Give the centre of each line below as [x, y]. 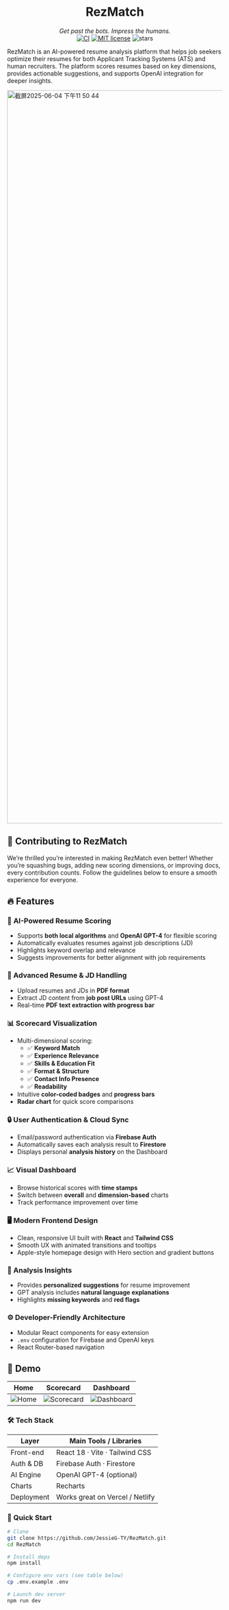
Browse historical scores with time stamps [77, 1187]
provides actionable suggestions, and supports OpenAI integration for [105, 73]
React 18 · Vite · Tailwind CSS [104, 1452]
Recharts [70, 1486]
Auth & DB [27, 1463]
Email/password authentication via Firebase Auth [87, 1137]
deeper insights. [30, 80]
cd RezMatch [24, 1544]
